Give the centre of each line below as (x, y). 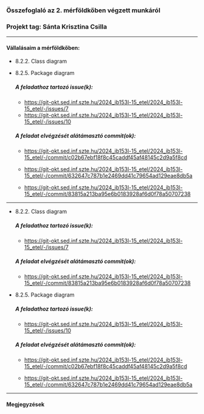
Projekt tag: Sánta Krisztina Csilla (57, 26)
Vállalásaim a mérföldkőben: (43, 47)
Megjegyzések (25, 404)
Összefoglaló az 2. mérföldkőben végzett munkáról (83, 10)
